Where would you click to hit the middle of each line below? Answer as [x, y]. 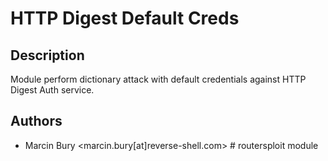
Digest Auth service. [52, 90]
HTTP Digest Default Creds [125, 18]
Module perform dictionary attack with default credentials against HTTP [158, 79]
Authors [36, 121]
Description [47, 55]
